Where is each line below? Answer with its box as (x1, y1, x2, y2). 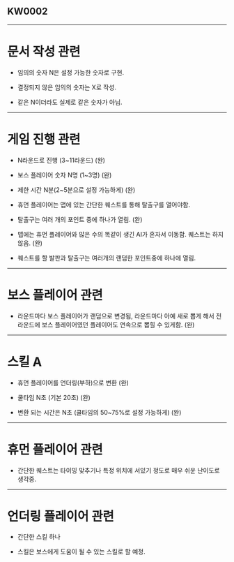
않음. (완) (17, 239, 43, 247)
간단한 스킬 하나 (17, 533, 61, 541)
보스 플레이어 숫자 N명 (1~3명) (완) (17, 170, 112, 179)
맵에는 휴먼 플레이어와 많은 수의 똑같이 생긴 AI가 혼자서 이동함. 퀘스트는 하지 (17, 230, 224, 238)
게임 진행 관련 (7, 131, 81, 147)
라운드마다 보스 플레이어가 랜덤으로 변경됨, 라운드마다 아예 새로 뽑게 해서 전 (17, 311, 222, 320)
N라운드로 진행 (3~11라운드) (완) (17, 156, 106, 164)
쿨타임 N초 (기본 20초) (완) (17, 393, 91, 401)
